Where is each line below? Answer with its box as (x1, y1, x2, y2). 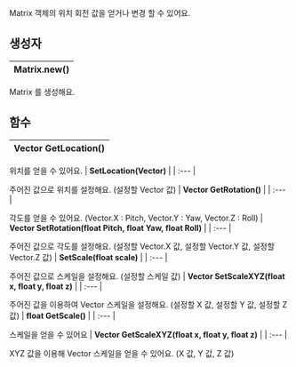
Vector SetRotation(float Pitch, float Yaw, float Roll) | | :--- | (9, 222, 232, 233)
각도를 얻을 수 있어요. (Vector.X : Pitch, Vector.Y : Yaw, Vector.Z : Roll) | (9, 212, 264, 223)
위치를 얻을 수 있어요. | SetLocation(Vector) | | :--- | (9, 165, 196, 176)
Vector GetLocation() (13, 141, 105, 154)
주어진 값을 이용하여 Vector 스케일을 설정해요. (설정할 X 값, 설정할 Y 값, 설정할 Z (9, 299, 288, 309)
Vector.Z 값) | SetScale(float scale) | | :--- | (9, 251, 168, 262)
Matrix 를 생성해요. (9, 86, 76, 97)
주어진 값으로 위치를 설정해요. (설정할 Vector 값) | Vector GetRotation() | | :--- (9, 184, 286, 195)
